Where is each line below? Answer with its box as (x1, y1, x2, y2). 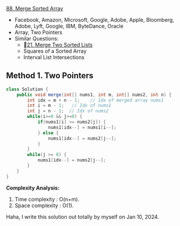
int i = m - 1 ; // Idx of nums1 (27, 103, 111, 109)
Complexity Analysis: (6, 184, 60, 191)
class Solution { (6, 86, 49, 92)
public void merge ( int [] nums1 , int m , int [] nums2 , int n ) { (16, 92, 172, 97)
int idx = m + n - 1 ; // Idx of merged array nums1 (27, 97, 164, 103)
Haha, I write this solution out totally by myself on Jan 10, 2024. (6, 213, 159, 220)
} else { (37, 130, 59, 136)
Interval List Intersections (23, 54, 85, 60)
